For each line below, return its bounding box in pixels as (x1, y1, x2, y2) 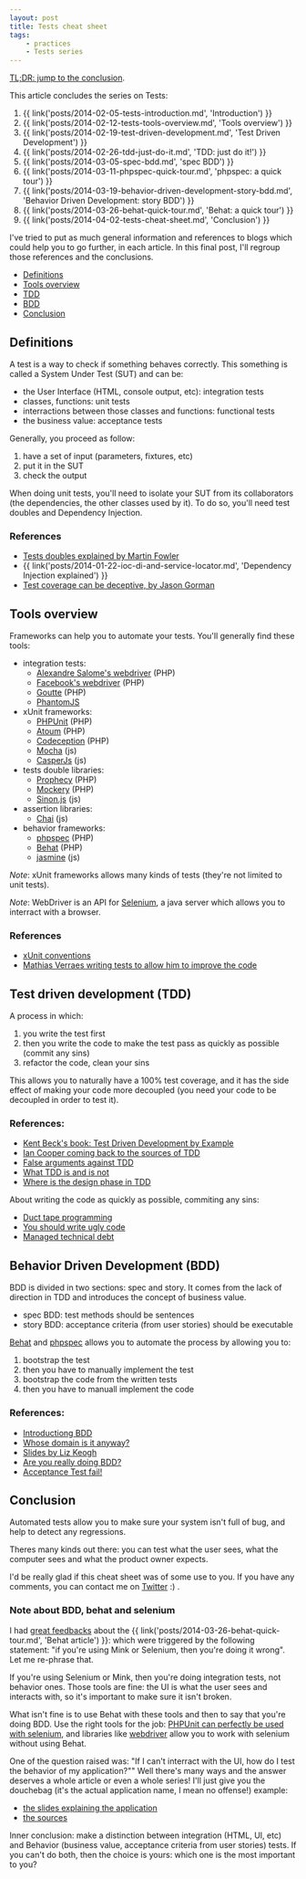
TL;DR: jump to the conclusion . (9, 72, 126, 83)
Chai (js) (36, 814, 68, 824)
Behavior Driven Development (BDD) (9, 1257, 220, 1274)
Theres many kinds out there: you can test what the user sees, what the (9, 1544, 279, 1555)
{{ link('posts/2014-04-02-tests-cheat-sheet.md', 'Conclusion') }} (22, 215, 270, 226)
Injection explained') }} (22, 570, 108, 581)
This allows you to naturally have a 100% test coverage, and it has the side (9, 1075, 290, 1086)
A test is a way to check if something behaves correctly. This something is (9, 358, 289, 370)
